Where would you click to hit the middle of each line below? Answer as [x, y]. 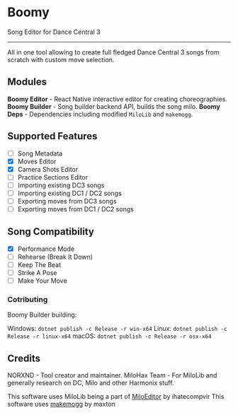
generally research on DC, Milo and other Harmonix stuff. [91, 383]
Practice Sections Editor [53, 177]
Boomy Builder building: [42, 315]
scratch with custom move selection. [61, 59]
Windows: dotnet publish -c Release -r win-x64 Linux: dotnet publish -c [117, 329]
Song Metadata [40, 153]
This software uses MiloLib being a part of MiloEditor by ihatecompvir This [116, 397]
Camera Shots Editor [48, 169]
